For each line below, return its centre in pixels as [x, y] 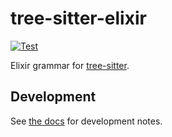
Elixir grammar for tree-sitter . [70, 65]
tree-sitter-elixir [78, 18]
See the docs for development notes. [86, 121]
